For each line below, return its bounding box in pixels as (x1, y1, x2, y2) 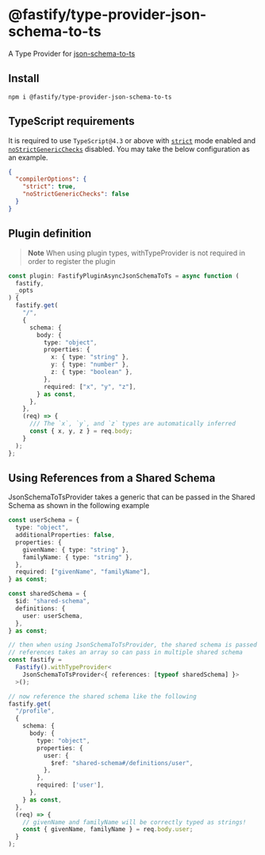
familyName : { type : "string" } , (22, 553, 133, 562)
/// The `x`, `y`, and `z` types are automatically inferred (29, 420, 236, 428)
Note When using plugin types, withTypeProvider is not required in (27, 248, 246, 258)
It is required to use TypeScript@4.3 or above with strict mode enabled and (8, 135, 256, 145)
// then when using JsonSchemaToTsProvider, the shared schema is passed (8, 641, 258, 649)
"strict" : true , (22, 183, 77, 191)
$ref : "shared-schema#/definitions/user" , (50, 759, 194, 767)
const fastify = (8, 656, 62, 664)
